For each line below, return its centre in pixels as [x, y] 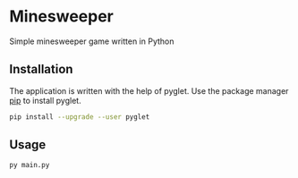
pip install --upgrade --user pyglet [80, 117]
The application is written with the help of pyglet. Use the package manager [149, 90]
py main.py [30, 165]
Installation [41, 69]
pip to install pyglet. [46, 100]
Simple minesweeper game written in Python [92, 41]
